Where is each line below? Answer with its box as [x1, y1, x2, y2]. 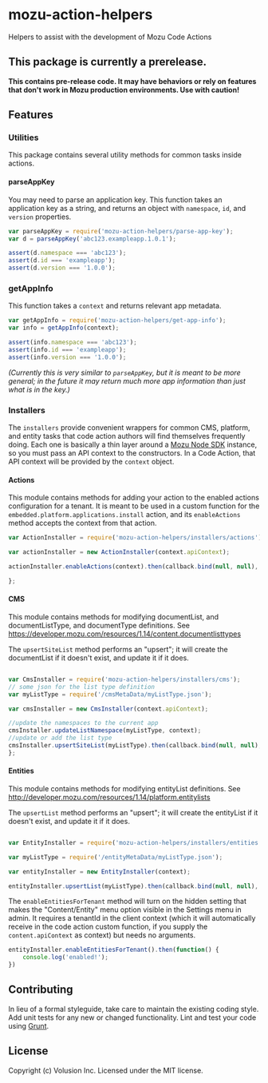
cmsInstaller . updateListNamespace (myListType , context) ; [8, 727, 202, 735]
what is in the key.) [8, 384, 70, 394]
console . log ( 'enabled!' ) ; [22, 954, 109, 962]
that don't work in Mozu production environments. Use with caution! [8, 85, 240, 94]
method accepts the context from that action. [8, 518, 157, 528]
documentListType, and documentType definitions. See [8, 620, 190, 630]
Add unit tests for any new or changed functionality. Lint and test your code [8, 1013, 257, 1022]
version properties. [8, 212, 72, 221]
